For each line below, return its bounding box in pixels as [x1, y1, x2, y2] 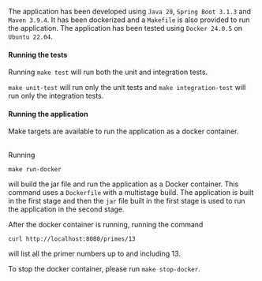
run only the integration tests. [8, 91, 104, 101]
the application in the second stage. [8, 204, 125, 214]
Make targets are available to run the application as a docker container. [8, 126, 239, 137]
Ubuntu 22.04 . [8, 32, 53, 41]
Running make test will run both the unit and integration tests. [8, 67, 208, 77]
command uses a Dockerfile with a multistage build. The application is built [8, 188, 254, 197]
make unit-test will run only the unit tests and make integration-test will [8, 83, 246, 92]
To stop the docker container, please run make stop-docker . [8, 264, 201, 274]
